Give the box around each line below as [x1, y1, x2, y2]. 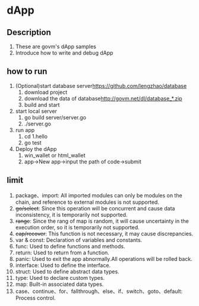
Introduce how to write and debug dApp [15, 49, 113, 56]
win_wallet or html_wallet [24, 152, 86, 159]
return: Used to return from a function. [15, 249, 109, 256]
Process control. [15, 294, 56, 301]
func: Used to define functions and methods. [15, 242, 125, 250]
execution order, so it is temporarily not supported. [15, 223, 140, 231]
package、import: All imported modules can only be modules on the [15, 191, 183, 199]
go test [24, 139, 42, 146]
